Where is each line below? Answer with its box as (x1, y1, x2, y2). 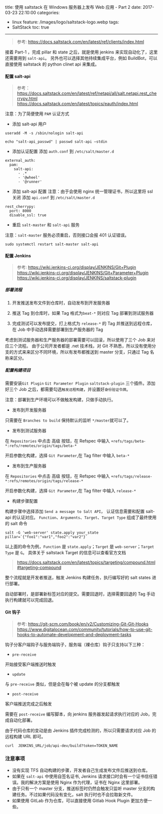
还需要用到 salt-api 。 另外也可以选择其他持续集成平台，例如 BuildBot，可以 (5, 55, 158, 61)
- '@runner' (17, 179, 42, 185)
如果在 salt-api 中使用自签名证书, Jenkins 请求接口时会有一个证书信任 (12, 773, 154, 779)
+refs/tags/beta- (111, 439, 146, 444)
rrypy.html (16, 96, 38, 102)
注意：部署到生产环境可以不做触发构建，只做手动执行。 (5, 397, 115, 403)
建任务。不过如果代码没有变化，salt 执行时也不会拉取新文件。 (12, 791, 136, 797)
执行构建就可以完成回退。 (5, 597, 56, 603)
